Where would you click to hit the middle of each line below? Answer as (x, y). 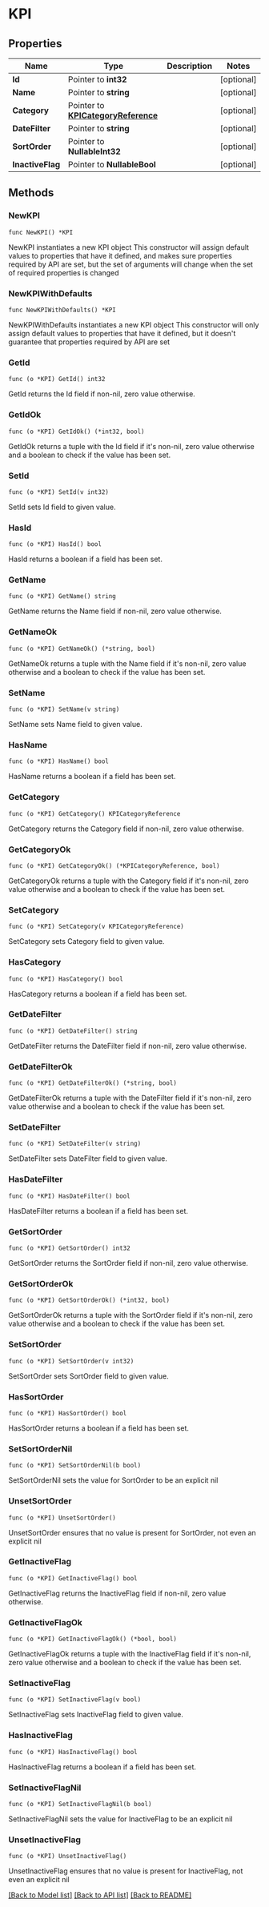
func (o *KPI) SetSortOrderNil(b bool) (75, 1466)
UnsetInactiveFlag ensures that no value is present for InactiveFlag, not (126, 1871)
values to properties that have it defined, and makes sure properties (120, 255)
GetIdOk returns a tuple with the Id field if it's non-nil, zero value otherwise (131, 446)
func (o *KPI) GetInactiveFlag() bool (73, 1578)
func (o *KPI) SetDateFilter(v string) (75, 1144)
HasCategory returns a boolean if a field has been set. (98, 994)
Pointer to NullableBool (112, 165)
